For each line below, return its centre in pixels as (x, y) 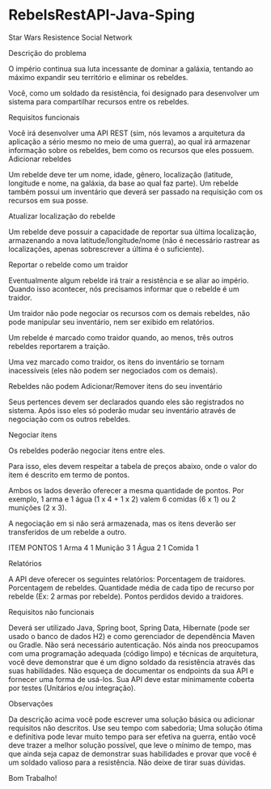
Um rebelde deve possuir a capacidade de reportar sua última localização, (133, 232)
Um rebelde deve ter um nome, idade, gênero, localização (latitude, (121, 174)
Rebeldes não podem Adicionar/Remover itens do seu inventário (115, 386)
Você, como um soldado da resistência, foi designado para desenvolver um (134, 93)
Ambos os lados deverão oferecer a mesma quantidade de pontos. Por (126, 490)
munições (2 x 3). (38, 507)
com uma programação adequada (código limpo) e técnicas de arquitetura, (133, 653)
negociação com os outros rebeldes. (70, 419)
